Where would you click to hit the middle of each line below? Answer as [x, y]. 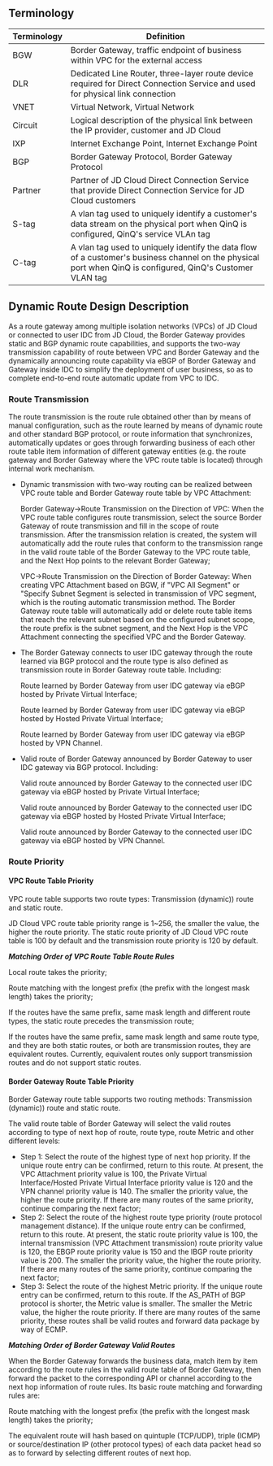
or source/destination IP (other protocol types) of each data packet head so [135, 1444]
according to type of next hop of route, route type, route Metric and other [131, 1133]
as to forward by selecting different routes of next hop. [100, 1453]
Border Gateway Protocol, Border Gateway [152, 156]
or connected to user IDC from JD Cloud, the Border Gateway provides [127, 335]
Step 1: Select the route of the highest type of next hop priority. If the [135, 1157]
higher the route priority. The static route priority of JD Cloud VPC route [128, 932]
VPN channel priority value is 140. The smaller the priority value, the [134, 1191]
